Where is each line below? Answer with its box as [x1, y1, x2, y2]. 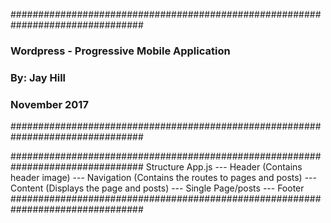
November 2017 [10, 97, 89, 111]
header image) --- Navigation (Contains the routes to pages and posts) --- [10, 172, 317, 184]
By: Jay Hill [10, 70, 67, 84]
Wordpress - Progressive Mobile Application [10, 44, 231, 58]
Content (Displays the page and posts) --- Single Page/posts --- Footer [10, 182, 305, 194]
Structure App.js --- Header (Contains [145, 161, 303, 173]
